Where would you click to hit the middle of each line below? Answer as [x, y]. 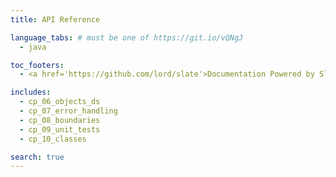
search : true [37, 157]
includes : [31, 92]
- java [33, 47]
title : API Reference [55, 19]
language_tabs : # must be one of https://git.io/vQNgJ [127, 37]
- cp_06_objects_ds [60, 102]
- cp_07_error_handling [68, 111]
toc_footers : [37, 65]
